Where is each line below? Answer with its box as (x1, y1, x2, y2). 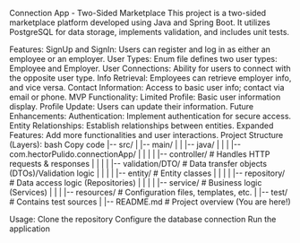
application (9, 223, 51, 234)
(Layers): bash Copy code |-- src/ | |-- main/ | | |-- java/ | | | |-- (9, 139, 242, 150)
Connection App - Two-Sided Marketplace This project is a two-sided (9, 8, 267, 18)
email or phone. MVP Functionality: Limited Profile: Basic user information (9, 91, 281, 102)
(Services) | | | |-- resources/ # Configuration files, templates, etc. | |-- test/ (9, 187, 288, 197)
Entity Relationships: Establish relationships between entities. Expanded (9, 120, 274, 131)
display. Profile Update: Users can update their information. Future (9, 101, 254, 111)
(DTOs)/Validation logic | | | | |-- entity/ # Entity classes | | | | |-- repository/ (9, 168, 285, 178)
